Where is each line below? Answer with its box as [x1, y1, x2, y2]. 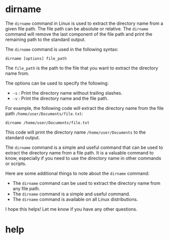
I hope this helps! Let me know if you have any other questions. [5, 206, 138, 212]
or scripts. [5, 161, 27, 167]
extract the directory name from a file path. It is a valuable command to [5, 149, 154, 155]
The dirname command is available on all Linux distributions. [12, 196, 138, 202]
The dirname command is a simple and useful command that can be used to [5, 144, 163, 150]
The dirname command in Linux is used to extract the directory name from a [5, 20, 163, 26]
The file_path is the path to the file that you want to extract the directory [5, 65, 158, 71]
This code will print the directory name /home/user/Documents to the [5, 129, 146, 135]
